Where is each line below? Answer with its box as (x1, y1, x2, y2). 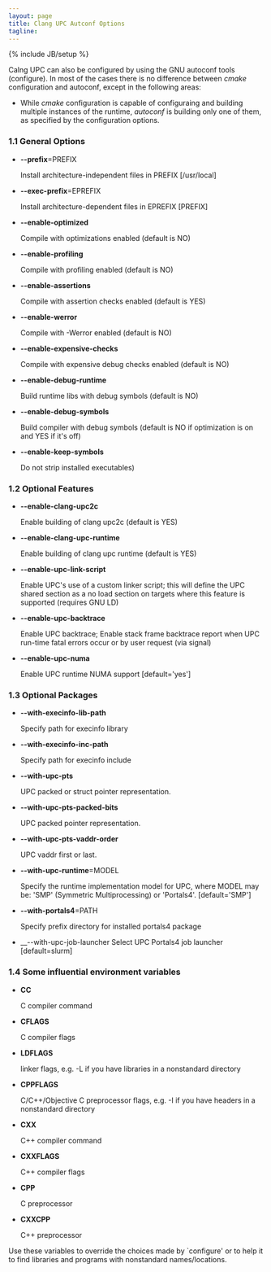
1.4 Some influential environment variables (8, 966, 181, 977)
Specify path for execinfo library (19, 723, 128, 733)
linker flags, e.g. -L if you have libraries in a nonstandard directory (19, 1064, 241, 1073)
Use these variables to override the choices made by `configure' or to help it (8, 1246, 264, 1256)
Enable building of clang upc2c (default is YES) (19, 517, 179, 527)
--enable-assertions (19, 280, 91, 290)
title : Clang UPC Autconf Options (8, 20, 126, 28)
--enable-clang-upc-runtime (19, 532, 120, 542)
